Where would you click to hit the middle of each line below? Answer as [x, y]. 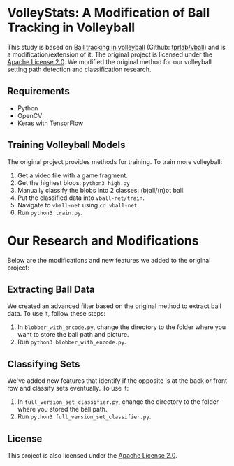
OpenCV [30, 115]
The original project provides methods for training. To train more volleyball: [115, 161]
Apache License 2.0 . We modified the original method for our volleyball [109, 61]
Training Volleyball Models [66, 145]
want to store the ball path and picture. [73, 335]
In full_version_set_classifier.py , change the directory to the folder [118, 402]
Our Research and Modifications [103, 241]
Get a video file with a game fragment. [72, 175]
